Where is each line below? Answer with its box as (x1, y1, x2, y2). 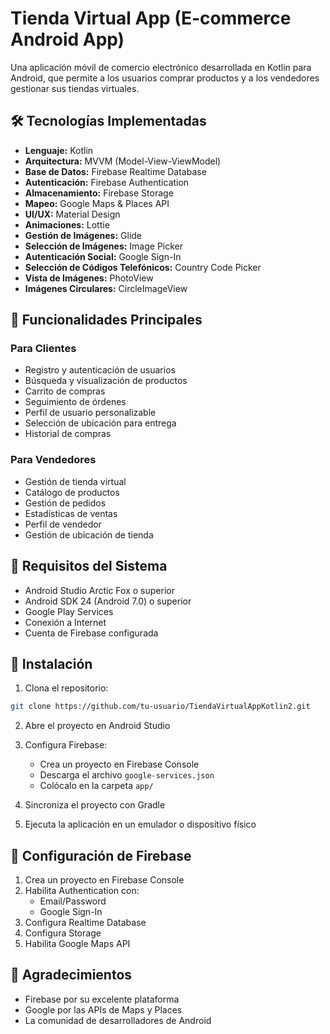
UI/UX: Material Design (24, 208, 121, 220)
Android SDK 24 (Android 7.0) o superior (24, 595, 192, 607)
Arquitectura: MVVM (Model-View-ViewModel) (24, 155, 222, 167)
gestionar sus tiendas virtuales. (10, 82, 140, 94)
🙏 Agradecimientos (10, 967, 133, 984)
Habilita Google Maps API (24, 938, 131, 950)
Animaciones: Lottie (24, 218, 110, 231)
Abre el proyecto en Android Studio (24, 720, 171, 732)
